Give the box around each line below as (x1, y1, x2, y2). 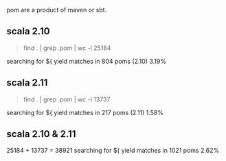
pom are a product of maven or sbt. (6, 6, 107, 14)
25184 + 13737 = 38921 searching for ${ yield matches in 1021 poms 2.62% (6, 147, 220, 155)
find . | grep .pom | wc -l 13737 (23, 95, 111, 103)
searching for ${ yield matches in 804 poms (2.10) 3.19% (6, 57, 166, 65)
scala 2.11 (6, 77, 48, 88)
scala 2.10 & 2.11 (6, 128, 76, 140)
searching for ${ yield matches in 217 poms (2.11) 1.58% (6, 108, 164, 116)
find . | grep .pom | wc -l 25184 (23, 44, 111, 52)
